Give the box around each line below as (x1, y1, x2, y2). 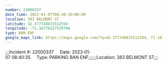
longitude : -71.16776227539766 (5, 26, 70, 31)
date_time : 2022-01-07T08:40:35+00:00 (5, 12, 86, 17)
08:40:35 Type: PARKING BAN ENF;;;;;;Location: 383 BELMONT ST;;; (11, 54, 158, 60)
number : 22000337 (5, 7, 41, 12)
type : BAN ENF (5, 30, 35, 35)
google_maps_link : (5, 35, 43, 40)
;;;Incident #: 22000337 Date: (5, 48, 71, 55)
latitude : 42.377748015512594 (5, 21, 68, 26)
